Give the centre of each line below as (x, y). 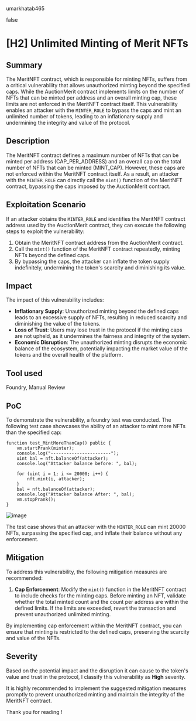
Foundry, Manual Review (36, 387)
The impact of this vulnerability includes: (55, 300)
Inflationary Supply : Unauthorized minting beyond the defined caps (97, 311)
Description (28, 141)
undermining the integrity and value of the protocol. (68, 123)
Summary (24, 65)
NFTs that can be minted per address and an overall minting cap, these (92, 98)
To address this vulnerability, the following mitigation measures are (87, 572)
